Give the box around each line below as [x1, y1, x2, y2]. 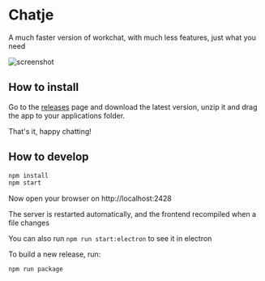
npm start [8, 179, 42, 188]
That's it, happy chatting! [8, 126, 92, 136]
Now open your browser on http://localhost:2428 [8, 193, 173, 204]
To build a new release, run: [8, 249, 101, 259]
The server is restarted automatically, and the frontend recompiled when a [8, 210, 257, 219]
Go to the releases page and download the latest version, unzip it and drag [8, 102, 258, 111]
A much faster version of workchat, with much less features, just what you [8, 32, 257, 42]
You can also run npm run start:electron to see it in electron [8, 234, 212, 244]
